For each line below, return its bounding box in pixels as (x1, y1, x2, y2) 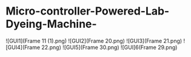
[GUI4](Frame (5, 44, 41, 51)
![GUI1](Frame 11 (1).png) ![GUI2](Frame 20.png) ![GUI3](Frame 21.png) (5, 37, 183, 44)
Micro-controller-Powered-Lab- (5, 4, 170, 18)
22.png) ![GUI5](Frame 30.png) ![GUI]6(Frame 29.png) (41, 44, 178, 51)
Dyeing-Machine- (5, 17, 98, 31)
